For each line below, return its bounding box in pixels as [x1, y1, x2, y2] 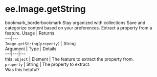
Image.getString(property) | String [5, 40, 76, 46]
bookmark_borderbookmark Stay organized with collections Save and [5, 20, 146, 26]
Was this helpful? [5, 66, 40, 72]
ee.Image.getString [5, 3, 86, 15]
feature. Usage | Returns [5, 30, 55, 36]
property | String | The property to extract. [5, 61, 90, 67]
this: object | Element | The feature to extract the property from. [5, 56, 134, 62]
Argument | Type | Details [5, 46, 57, 51]
